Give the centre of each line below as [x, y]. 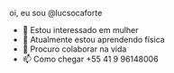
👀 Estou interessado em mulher [80, 30]
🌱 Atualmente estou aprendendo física [93, 40]
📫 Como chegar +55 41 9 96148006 [91, 59]
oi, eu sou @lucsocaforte [56, 13]
